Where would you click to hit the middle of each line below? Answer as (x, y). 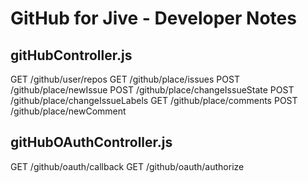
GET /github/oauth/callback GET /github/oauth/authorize (127, 166)
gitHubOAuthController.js (91, 142)
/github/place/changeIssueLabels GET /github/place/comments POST (154, 100)
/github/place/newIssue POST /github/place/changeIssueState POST (152, 90)
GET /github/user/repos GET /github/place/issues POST (125, 79)
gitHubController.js (71, 55)
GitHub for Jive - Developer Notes (153, 18)
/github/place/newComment (68, 111)
